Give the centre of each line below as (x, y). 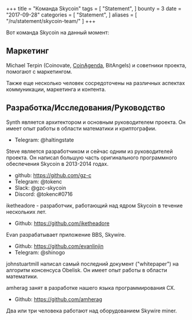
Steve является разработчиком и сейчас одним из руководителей (90, 151)
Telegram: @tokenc (38, 181)
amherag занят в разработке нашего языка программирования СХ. (91, 288)
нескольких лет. (27, 211)
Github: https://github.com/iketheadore (62, 223)
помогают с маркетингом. (39, 71)
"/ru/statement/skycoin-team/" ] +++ (51, 21)
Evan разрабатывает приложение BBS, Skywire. (66, 234)
